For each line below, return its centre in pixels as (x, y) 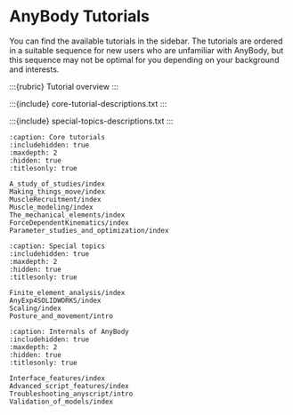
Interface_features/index (57, 378)
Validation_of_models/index (61, 402)
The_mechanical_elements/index (67, 215)
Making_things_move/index (57, 192)
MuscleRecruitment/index (55, 199)
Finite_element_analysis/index (67, 292)
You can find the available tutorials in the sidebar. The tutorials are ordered (146, 41)
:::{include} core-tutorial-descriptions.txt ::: (88, 103)
